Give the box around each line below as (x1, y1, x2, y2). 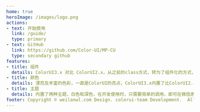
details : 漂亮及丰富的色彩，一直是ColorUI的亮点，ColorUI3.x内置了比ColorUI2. (11, 81, 193, 87)
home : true (6, 8, 33, 15)
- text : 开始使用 (6, 25, 46, 31)
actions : (6, 20, 28, 25)
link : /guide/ (11, 31, 46, 37)
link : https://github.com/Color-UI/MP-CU (11, 47, 116, 53)
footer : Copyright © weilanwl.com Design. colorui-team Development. (6, 97, 183, 103)
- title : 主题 (6, 86, 40, 92)
